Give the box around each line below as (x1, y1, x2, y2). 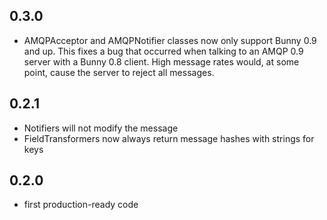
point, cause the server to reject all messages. (23, 66, 215, 78)
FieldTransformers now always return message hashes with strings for (23, 132, 315, 144)
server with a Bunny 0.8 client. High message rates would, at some (23, 55, 300, 68)
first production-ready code (23, 199, 139, 211)
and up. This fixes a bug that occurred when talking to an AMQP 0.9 (23, 45, 304, 57)
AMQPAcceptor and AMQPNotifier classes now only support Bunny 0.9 (23, 34, 317, 46)
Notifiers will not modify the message (23, 122, 179, 134)
